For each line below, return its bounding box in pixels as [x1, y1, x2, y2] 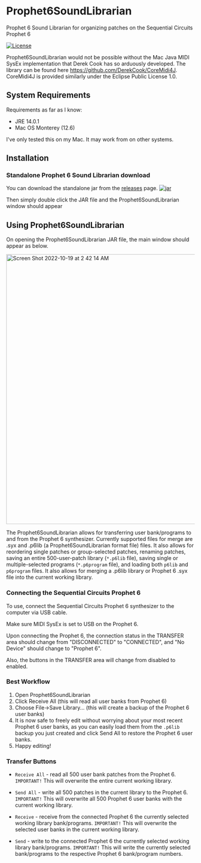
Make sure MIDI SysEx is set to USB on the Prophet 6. [6, 620, 139, 627]
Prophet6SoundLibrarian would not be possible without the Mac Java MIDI [6, 53, 190, 61]
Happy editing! [14, 742, 51, 749]
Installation [6, 153, 49, 163]
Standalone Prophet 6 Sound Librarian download [6, 171, 151, 179]
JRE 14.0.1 [14, 118, 40, 125]
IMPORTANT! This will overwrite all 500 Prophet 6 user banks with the [14, 795, 182, 802]
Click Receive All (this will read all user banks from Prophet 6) [14, 697, 167, 705]
